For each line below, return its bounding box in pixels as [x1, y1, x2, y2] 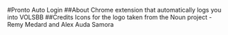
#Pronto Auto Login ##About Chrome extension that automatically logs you [7, 6, 222, 14]
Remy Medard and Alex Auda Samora [7, 21, 114, 28]
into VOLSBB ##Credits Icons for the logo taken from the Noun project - [7, 13, 213, 21]
